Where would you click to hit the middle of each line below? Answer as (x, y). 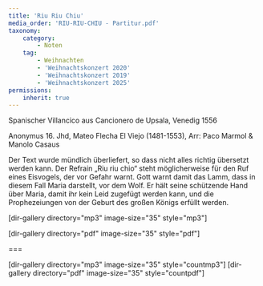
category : (39, 38)
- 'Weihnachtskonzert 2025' (84, 83)
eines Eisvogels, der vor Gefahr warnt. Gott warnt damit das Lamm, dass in (132, 177)
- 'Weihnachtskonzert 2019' (84, 75)
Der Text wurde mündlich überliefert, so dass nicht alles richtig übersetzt (129, 160)
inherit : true (46, 98)
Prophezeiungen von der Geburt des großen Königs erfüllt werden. (119, 203)
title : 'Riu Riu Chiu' (46, 16)
